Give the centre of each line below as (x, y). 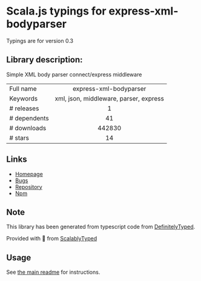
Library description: (44, 60)
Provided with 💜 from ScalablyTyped (52, 239)
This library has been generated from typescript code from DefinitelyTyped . (101, 227)
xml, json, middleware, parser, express (110, 98)
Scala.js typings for (56, 11)
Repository (28, 187)
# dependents (29, 118)
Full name (23, 88)
